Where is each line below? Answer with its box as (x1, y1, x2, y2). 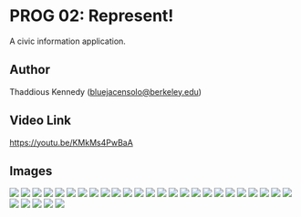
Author (9, 62, 50, 77)
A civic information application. (9, 36, 126, 46)
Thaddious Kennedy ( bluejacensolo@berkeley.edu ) (9, 86, 202, 97)
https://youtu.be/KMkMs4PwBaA (9, 137, 134, 148)
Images (9, 163, 53, 179)
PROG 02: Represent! (9, 5, 174, 26)
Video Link (9, 113, 71, 129)
